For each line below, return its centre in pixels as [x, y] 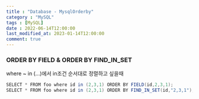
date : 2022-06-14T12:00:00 [41, 28]
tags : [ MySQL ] [25, 23]
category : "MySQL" [30, 17]
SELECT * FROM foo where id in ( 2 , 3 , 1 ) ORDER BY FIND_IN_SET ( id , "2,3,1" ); [100, 90]
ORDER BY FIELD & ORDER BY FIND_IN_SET [69, 60]
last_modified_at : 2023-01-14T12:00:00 [55, 34]
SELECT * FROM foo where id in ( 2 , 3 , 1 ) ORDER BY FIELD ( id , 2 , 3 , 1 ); [90, 85]
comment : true [24, 39]
